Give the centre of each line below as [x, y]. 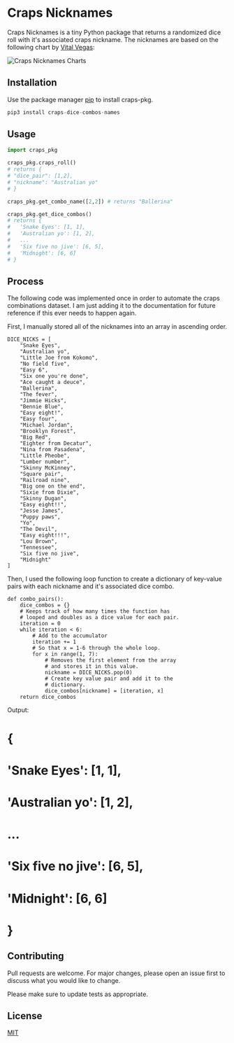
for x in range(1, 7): [65, 654]
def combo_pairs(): [36, 599]
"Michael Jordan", [46, 425]
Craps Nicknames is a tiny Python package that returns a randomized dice [114, 32]
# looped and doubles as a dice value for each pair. [100, 618]
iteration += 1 [54, 642]
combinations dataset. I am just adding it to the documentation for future [111, 306]
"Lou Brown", [39, 541]
